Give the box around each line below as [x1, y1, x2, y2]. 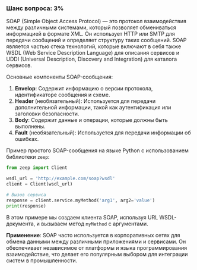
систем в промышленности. [6, 257, 78, 264]
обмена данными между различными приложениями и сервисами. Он [6, 238, 186, 245]
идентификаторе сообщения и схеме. [14, 91, 110, 99]
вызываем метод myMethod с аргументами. [40, 220, 148, 227]
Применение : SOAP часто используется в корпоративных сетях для [6, 231, 180, 238]
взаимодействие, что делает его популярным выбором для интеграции [6, 250, 188, 258]
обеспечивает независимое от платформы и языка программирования [6, 244, 188, 251]
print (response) [6, 203, 46, 209]
